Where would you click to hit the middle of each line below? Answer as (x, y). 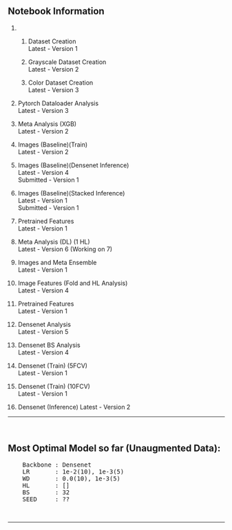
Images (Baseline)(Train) (53, 145)
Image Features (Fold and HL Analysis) (73, 283)
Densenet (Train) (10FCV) (54, 386)
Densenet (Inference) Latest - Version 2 (74, 407)
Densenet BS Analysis (49, 345)
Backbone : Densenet (57, 465)
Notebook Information (56, 11)
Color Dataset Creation (61, 83)
